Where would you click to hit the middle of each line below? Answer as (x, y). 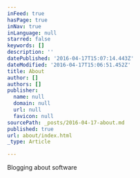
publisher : (23, 90)
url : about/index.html (40, 135)
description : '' (30, 52)
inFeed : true (26, 13)
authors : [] (24, 84)
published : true (30, 129)
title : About (26, 71)
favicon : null (33, 116)
